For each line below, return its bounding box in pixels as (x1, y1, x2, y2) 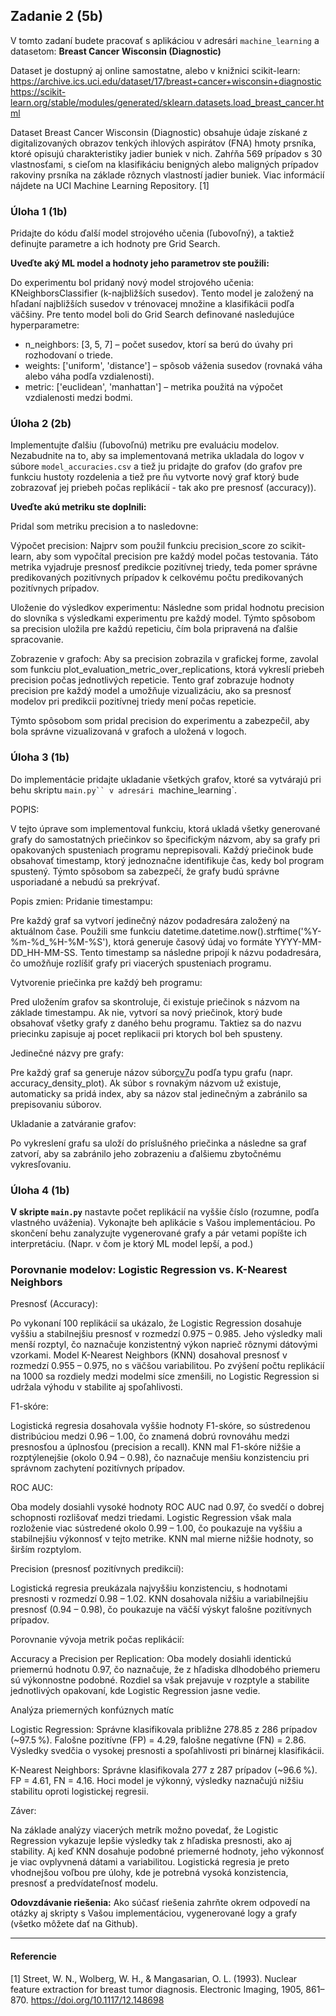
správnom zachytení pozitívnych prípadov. (10, 1462, 186, 1474)
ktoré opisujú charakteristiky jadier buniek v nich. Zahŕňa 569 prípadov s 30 (10, 147, 323, 159)
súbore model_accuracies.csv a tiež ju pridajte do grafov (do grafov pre (10, 460, 303, 473)
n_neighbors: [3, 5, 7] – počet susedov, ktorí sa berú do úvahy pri (24, 339, 293, 351)
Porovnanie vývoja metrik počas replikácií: (10, 1634, 185, 1646)
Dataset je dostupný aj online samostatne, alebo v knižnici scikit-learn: (10, 64, 301, 76)
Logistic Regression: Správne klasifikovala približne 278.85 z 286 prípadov (10, 1724, 318, 1736)
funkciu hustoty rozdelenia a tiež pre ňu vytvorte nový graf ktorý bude (10, 471, 300, 483)
